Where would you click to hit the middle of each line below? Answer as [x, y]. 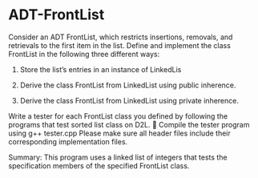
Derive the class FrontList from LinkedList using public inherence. [128, 85]
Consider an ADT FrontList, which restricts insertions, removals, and [121, 37]
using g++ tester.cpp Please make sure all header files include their [119, 133]
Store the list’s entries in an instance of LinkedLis [101, 69]
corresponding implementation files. [68, 141]
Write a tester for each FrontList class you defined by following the [118, 116]
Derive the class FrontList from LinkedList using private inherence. [129, 100]
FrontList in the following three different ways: [84, 54]
